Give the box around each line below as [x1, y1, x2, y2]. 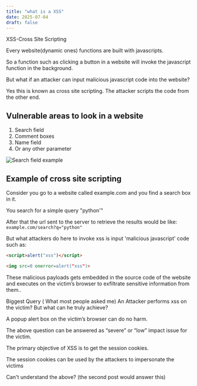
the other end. [6, 94, 40, 101]
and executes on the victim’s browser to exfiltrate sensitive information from [6, 280, 189, 287]
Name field [14, 139, 42, 146]
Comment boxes [14, 133, 55, 140]
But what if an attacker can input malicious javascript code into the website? [6, 76, 190, 83]
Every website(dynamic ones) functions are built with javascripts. [6, 47, 164, 54]
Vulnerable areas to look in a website [6, 111, 144, 121]
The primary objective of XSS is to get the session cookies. [6, 344, 149, 351]
